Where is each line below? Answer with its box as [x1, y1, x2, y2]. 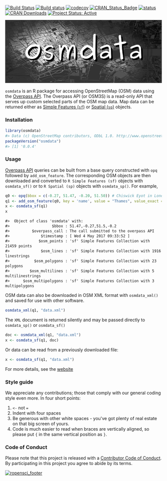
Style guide [5, 378, 34, 385]
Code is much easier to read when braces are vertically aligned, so [12, 426, 150, 432]
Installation [5, 116, 33, 123]
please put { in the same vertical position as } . [12, 431, 107, 437]
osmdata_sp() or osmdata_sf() [5, 322, 66, 328]
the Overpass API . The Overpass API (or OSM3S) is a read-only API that [5, 93, 153, 99]
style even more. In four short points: [5, 395, 81, 401]
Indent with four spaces [12, 410, 61, 416]
